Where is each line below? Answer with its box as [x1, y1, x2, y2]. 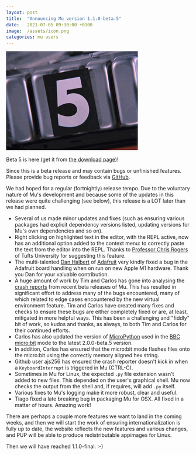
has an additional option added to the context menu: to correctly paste [14, 240, 185, 247]
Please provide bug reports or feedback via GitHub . [6, 173, 130, 181]
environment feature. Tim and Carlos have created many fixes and [14, 302, 174, 309]
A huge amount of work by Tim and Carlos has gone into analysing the [14, 277, 185, 284]
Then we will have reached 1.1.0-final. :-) [6, 443, 104, 450]
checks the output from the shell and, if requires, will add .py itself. [14, 383, 176, 390]
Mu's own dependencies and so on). [14, 227, 103, 234]
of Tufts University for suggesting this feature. [14, 252, 126, 259]
